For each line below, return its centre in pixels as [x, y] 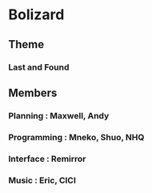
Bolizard [36, 15]
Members [33, 92]
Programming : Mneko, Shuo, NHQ [76, 137]
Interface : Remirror [47, 159]
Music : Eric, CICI [42, 180]
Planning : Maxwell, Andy [59, 115]
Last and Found [39, 67]
